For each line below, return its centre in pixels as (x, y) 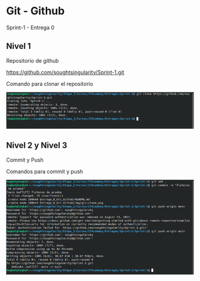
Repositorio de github (33, 60)
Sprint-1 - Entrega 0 (30, 27)
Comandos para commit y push (45, 171)
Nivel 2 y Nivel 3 (37, 145)
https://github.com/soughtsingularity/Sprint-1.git (65, 72)
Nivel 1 (19, 46)
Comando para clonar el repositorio (50, 84)
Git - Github (35, 11)
